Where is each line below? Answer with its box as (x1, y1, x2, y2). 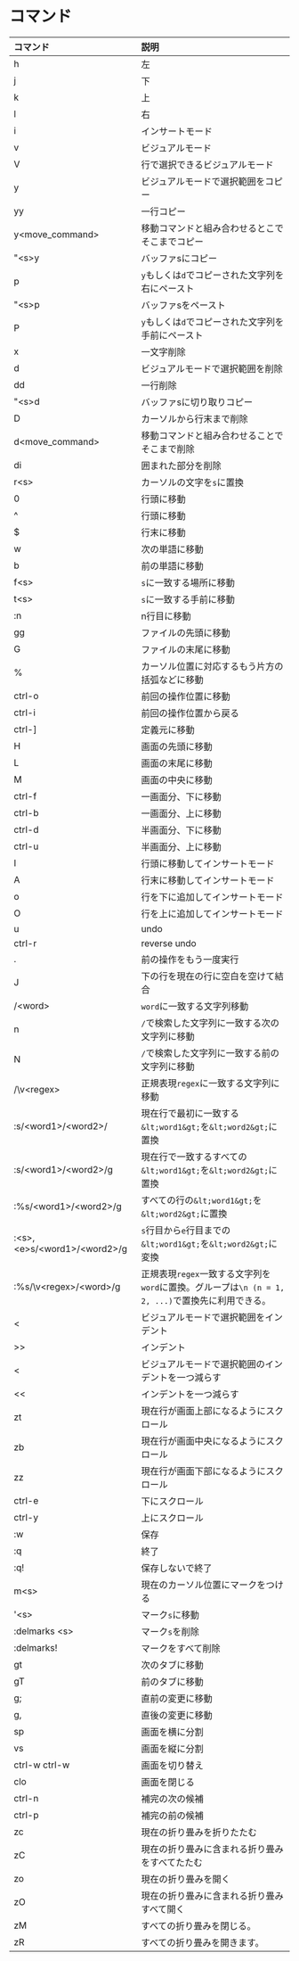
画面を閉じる (141, 1776, 196, 1788)
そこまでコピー (141, 235, 205, 248)
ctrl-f (13, 789, 37, 802)
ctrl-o (13, 689, 39, 702)
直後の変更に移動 (141, 1709, 214, 1721)
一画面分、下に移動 (141, 790, 222, 803)
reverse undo (141, 936, 198, 949)
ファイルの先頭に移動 (141, 626, 231, 639)
